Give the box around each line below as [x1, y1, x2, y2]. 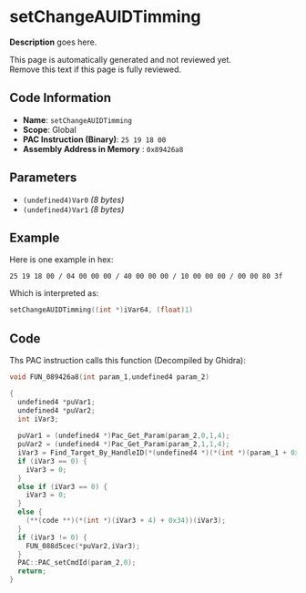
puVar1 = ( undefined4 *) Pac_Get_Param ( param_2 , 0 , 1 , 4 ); [17, 431, 230, 441]
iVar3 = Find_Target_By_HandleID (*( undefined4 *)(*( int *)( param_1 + [17, 448, 287, 457]
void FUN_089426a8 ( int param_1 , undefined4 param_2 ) [9, 373, 209, 382]
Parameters [9, 170, 77, 186]
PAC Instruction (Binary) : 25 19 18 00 [22, 134, 167, 145]
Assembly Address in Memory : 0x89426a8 [22, 143, 184, 154]
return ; [17, 567, 47, 576]
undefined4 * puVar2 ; [17, 405, 96, 415]
